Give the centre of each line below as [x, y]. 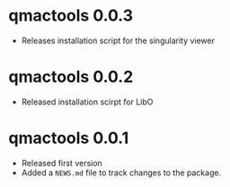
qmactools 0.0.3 [71, 16]
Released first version [62, 163]
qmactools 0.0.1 [69, 138]
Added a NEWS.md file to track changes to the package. [121, 173]
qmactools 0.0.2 [71, 77]
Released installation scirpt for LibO [87, 102]
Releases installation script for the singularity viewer [118, 40]
